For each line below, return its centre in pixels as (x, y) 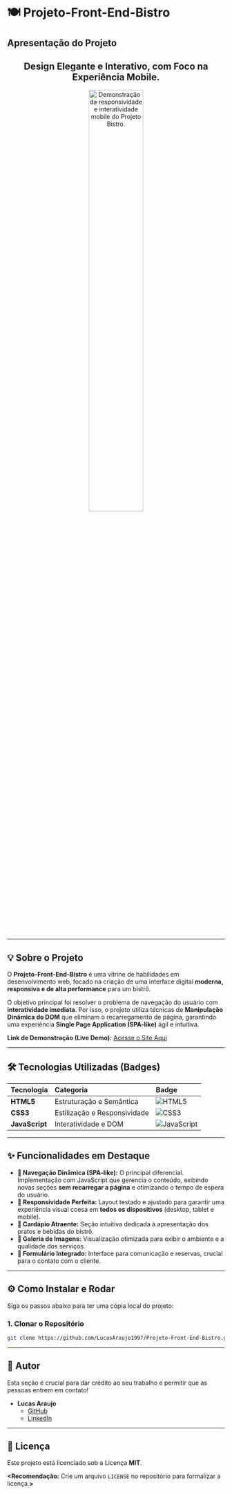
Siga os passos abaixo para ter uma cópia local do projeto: (90, 1306)
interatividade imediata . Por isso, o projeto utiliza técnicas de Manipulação (115, 1010)
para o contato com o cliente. (59, 1261)
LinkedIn (40, 1418)
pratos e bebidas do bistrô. (56, 1231)
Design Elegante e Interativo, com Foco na (116, 66)
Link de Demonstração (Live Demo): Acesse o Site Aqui (87, 1038)
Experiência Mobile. (116, 77)
